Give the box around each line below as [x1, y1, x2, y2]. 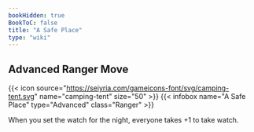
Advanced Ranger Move [8, 62, 129, 75]
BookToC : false [8, 19, 58, 27]
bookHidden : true [8, 11, 65, 20]
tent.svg [8, 92, 35, 101]
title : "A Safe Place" [8, 26, 83, 34]
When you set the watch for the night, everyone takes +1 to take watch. [8, 115, 239, 125]
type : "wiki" [8, 33, 51, 42]
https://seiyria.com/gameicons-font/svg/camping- [66, 83, 230, 93]
